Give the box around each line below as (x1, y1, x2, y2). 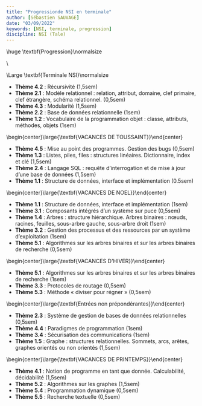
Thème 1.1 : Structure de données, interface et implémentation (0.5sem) (14, 177, 194, 185)
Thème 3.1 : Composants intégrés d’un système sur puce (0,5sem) (14, 207, 181, 215)
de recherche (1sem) (14, 276, 67, 283)
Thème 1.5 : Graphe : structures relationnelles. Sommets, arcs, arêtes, (14, 338, 189, 345)
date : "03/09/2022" (6, 20, 55, 26)
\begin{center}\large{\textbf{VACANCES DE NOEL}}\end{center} (6, 189, 167, 197)
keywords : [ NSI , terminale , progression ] (6, 25, 112, 32)
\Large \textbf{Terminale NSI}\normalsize (6, 71, 109, 79)
